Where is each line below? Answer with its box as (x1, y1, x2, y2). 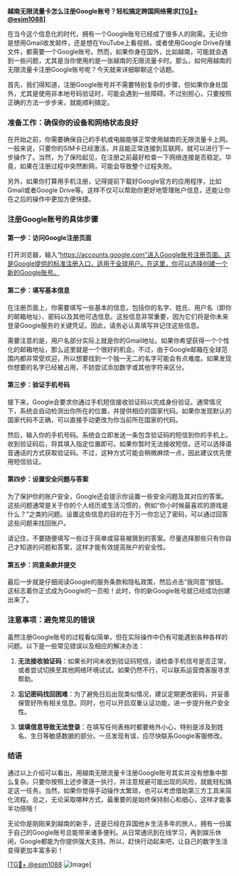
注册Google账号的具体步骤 (7, 214, 99, 224)
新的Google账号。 (7, 268, 60, 277)
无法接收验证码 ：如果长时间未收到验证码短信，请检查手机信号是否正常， (17, 657, 230, 665)
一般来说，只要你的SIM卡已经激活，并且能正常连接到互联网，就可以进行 (7, 144, 218, 152)
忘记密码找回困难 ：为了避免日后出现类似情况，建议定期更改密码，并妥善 (17, 689, 230, 698)
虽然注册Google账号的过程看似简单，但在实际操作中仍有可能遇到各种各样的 (7, 632, 228, 641)
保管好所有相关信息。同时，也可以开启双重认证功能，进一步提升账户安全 (17, 698, 230, 707)
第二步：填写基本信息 (7, 286, 70, 295)
